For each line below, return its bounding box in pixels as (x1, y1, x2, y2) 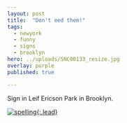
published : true (7, 68, 54, 75)
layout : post (7, 10, 45, 17)
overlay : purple (7, 62, 54, 69)
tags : (7, 23, 23, 30)
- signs (13, 43, 36, 50)
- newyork (13, 29, 42, 37)
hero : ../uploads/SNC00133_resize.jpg (7, 56, 120, 63)
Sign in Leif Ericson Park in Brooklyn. (7, 94, 114, 102)
